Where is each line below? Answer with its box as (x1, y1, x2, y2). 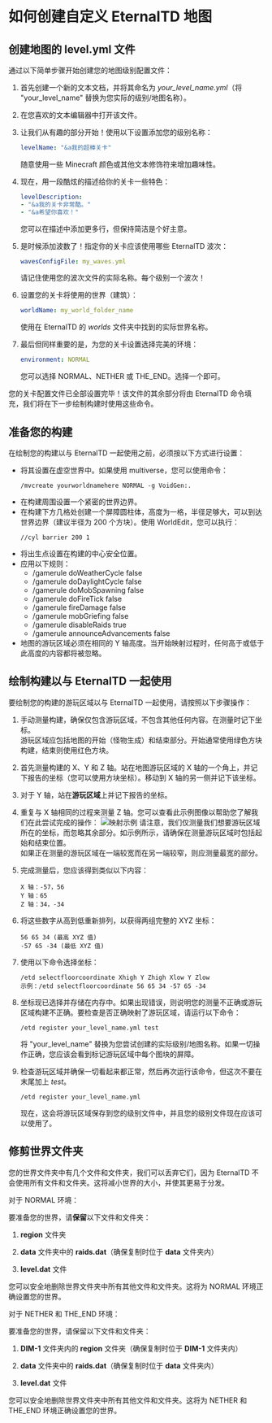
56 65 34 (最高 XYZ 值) (19, 933, 97, 942)
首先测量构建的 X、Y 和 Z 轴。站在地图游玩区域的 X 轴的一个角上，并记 (19, 762, 258, 772)
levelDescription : (19, 193, 83, 201)
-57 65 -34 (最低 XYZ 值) (19, 942, 105, 950)
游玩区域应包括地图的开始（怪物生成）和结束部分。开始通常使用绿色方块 (19, 735, 262, 745)
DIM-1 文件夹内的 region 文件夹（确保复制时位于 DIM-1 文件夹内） (19, 1343, 243, 1353)
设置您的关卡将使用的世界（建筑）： (19, 290, 138, 300)
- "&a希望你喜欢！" (19, 208, 80, 216)
